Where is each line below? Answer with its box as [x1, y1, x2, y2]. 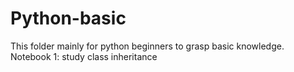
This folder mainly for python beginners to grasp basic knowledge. [10, 40, 285, 52]
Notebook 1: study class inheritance [10, 50, 158, 62]
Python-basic [10, 7, 127, 30]
